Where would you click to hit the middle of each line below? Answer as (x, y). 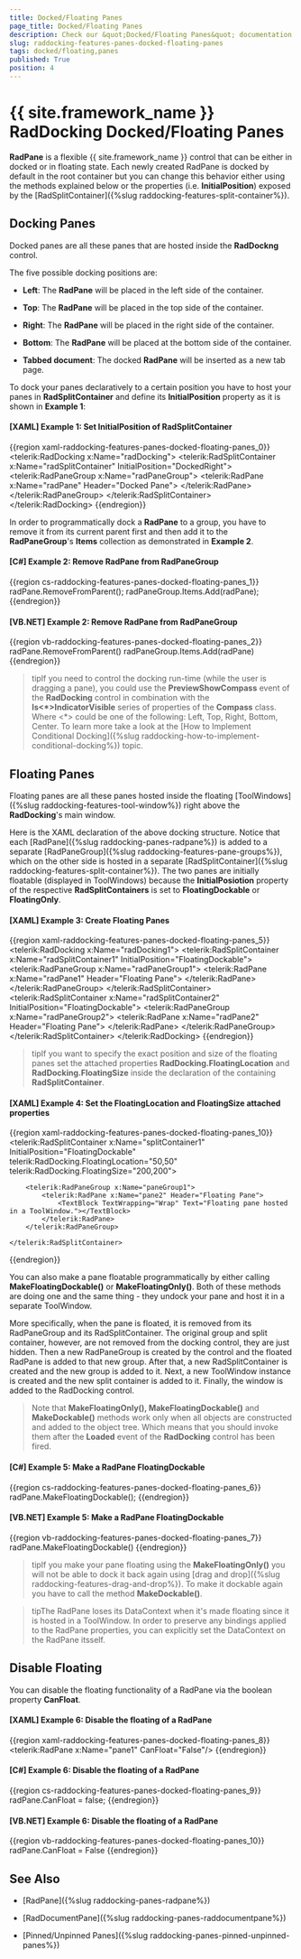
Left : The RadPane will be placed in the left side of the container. (143, 290)
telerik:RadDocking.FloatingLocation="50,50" (94, 1162)
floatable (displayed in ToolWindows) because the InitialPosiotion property (149, 880)
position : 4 (32, 69)
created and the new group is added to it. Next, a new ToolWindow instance (150, 1371)
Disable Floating (56, 1668)
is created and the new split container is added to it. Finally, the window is (146, 1381)
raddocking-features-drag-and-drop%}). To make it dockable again (157, 1583)
